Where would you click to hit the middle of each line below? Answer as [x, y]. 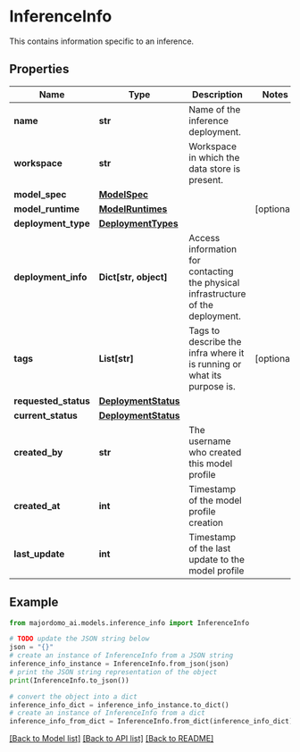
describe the [215, 341]
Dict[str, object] [133, 277]
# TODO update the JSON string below [79, 639]
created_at [37, 506]
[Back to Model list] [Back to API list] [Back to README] [112, 739]
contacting [211, 272]
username [210, 441]
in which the [214, 157]
